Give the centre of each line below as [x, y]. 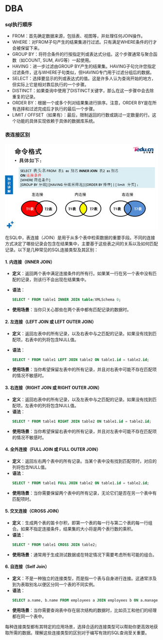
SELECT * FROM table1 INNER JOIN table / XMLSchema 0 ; [66, 300]
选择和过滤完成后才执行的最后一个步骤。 [57, 109]
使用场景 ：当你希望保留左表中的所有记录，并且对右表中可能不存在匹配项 [84, 369]
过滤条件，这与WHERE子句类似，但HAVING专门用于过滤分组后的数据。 [83, 72]
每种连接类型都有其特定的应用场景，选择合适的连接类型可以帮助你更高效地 [79, 626]
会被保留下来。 [27, 48]
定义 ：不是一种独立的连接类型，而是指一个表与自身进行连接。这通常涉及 [84, 578]
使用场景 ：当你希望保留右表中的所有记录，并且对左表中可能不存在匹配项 [84, 431]
